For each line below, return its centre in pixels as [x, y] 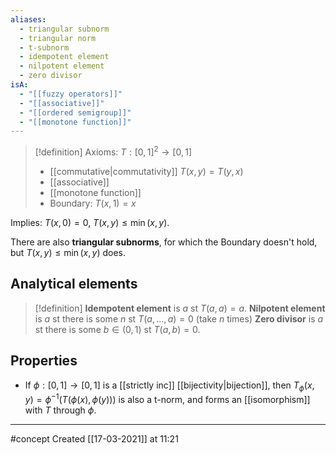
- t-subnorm [44, 47]
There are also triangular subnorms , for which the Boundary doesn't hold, [164, 242]
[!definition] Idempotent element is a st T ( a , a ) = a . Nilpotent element [180, 308]
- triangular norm [58, 38]
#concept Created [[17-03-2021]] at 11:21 [94, 438]
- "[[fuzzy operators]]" [71, 94]
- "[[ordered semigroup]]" [75, 112]
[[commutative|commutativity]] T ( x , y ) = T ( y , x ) [146, 171]
